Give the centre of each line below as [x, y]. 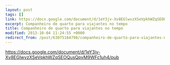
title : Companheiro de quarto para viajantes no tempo [64, 28]
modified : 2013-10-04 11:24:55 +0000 [45, 33]
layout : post [19, 10]
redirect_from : [21, 38]
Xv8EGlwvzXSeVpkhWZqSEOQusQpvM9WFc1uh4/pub [62, 57]
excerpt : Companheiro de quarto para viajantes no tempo [67, 24]
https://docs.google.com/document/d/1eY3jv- [53, 52]
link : [11, 19]
